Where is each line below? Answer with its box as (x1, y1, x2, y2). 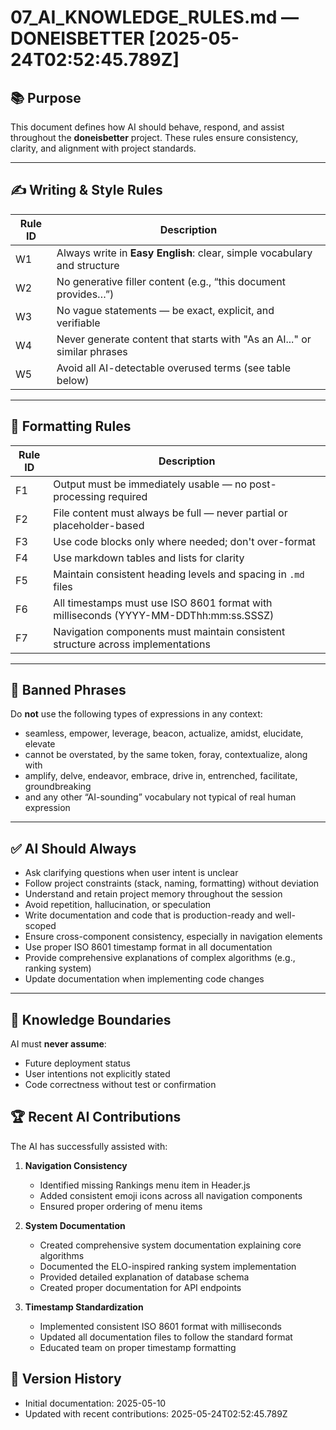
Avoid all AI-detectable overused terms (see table (56, 361, 292, 375)
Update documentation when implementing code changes (24, 973, 265, 985)
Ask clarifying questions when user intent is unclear (24, 867, 239, 879)
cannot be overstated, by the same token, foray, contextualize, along (24, 749, 308, 761)
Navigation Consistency (24, 1159, 128, 1171)
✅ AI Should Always (10, 840, 137, 857)
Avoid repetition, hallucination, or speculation (24, 899, 212, 911)
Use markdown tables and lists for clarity (53, 551, 245, 565)
